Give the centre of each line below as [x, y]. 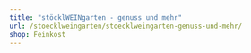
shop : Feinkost [38, 34]
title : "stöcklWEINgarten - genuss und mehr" [95, 18]
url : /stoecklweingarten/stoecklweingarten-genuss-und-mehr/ [126, 26]
